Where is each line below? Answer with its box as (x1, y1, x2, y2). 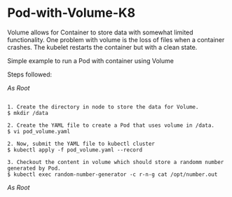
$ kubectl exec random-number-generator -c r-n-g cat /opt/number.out (7, 170, 218, 178)
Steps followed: (7, 70, 53, 79)
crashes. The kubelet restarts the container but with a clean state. (7, 43, 198, 51)
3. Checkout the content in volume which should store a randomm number (7, 158, 224, 165)
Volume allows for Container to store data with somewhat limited (7, 28, 194, 36)
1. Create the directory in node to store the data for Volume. (7, 103, 199, 110)
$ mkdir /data (7, 109, 49, 116)
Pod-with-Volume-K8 (7, 5, 135, 21)
